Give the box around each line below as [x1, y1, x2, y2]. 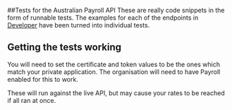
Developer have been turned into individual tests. [7, 21, 150, 29]
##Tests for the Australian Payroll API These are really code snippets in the [7, 6, 225, 14]
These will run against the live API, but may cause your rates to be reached [7, 88, 225, 97]
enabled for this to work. [7, 75, 79, 83]
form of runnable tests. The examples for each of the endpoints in [7, 13, 199, 22]
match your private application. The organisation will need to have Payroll [7, 67, 221, 76]
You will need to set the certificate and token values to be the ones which [7, 60, 221, 68]
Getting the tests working [7, 42, 122, 54]
